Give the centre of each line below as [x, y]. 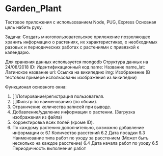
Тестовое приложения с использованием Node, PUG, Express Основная [81, 22]
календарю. [18, 52]
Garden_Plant [33, 9]
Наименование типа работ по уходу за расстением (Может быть [80, 138]
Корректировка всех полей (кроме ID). [53, 122]
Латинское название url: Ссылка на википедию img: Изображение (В [78, 72]
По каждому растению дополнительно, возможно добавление [78, 127]
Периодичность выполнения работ [49, 148]
